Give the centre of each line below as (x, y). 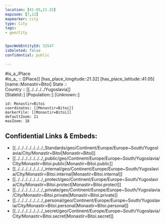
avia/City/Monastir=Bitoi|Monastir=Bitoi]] (54, 153)
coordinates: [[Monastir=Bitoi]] (39, 108)
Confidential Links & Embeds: (51, 136)
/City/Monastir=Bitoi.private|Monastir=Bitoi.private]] (65, 195)
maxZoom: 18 (17, 121)
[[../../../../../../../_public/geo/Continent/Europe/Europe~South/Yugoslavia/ (86, 158)
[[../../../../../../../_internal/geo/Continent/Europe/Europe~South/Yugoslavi (85, 169)
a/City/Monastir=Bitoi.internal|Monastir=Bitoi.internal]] (67, 174)
